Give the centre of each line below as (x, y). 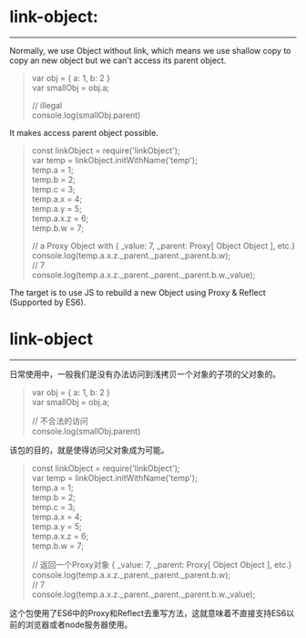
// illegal (46, 105)
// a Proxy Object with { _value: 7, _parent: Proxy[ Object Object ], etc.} (163, 246)
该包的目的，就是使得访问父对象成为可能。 (89, 450)
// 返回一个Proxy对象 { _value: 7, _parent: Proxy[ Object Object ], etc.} (162, 564)
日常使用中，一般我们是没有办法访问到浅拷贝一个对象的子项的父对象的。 (145, 374)
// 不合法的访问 (60, 421)
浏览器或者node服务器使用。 (79, 624)
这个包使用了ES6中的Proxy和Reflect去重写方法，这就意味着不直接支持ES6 (148, 612)
